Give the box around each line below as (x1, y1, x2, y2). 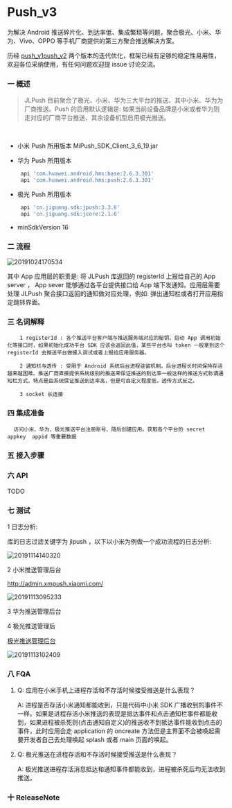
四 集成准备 (7, 409, 45, 418)
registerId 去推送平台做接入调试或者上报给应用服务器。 (7, 350, 150, 356)
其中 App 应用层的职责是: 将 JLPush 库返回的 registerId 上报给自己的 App (7, 272, 216, 281)
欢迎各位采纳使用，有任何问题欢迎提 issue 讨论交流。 (7, 60, 159, 68)
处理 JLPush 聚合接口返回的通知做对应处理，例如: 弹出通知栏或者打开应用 (7, 289, 217, 298)
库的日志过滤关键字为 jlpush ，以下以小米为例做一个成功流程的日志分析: (7, 538, 212, 546)
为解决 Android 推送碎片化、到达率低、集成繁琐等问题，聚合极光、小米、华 (7, 28, 222, 36)
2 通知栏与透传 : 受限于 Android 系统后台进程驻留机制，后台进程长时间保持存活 (19, 363, 223, 370)
